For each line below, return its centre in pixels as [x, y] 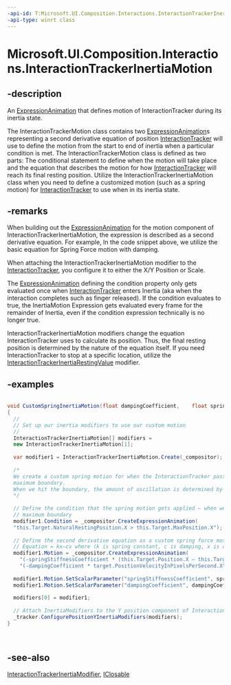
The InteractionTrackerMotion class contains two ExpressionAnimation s [109, 131]
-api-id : [20, 13]
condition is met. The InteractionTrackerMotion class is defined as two [107, 153]
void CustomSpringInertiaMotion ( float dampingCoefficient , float [107, 406]
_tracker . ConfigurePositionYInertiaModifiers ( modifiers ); [98, 617]
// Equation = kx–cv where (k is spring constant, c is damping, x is [117, 547]
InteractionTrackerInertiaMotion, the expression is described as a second [111, 235]
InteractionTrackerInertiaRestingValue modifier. [74, 362]
